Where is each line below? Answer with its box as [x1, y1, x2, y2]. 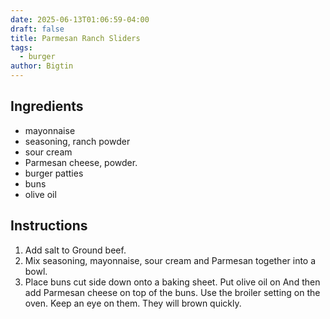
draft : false [10, 24, 65, 34]
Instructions [10, 217, 88, 235]
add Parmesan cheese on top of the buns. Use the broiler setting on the [24, 286, 321, 298]
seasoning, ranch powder [24, 135, 131, 147]
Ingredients [10, 98, 84, 115]
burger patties [24, 167, 84, 179]
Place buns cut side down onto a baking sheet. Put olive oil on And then [24, 276, 321, 288]
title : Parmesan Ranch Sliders [10, 33, 141, 43]
